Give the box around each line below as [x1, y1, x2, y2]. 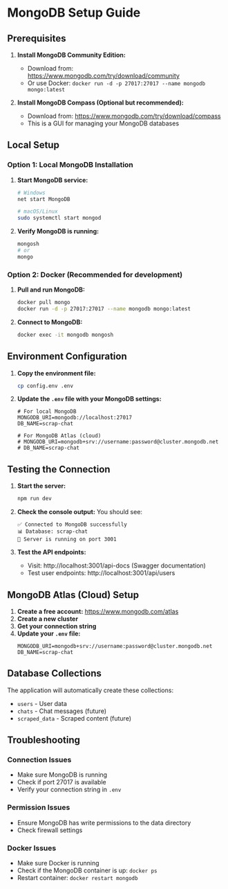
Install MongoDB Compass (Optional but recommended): [17, 98, 184, 107]
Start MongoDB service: [17, 175, 88, 184]
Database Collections [7, 667, 102, 680]
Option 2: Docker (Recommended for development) [7, 270, 183, 279]
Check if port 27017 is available [17, 778, 106, 786]
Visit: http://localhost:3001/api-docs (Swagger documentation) [27, 561, 206, 570]
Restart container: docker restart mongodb [17, 874, 138, 882]
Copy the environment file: [17, 369, 96, 377]
